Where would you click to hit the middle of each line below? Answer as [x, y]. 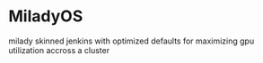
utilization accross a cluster [59, 50]
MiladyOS [46, 16]
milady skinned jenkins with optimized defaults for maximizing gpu [131, 41]
